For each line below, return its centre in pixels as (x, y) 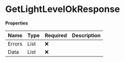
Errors (15, 43)
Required (56, 35)
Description (86, 35)
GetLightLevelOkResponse (63, 9)
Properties (17, 23)
